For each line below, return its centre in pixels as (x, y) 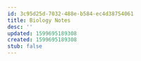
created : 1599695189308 (42, 40)
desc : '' (20, 27)
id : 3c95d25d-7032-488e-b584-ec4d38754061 (70, 14)
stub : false (25, 46)
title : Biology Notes (39, 20)
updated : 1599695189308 (42, 33)
